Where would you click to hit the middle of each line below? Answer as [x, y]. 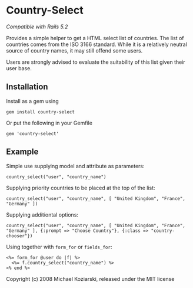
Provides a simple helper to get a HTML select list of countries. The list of [95, 38]
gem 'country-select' [33, 133]
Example [22, 152]
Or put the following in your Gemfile [49, 123]
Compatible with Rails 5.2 [37, 27]
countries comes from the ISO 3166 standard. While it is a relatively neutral [96, 44]
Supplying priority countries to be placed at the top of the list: [81, 188]
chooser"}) [19, 236]
